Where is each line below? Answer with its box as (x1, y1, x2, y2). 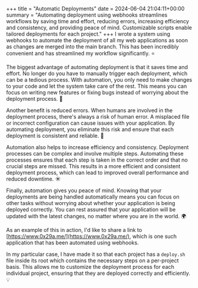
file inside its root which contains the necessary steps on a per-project (6, 257, 179, 264)
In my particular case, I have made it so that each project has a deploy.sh (6, 250, 186, 258)
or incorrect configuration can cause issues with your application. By (6, 119, 175, 126)
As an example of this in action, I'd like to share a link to (6, 227, 143, 233)
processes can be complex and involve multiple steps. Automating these (6, 150, 184, 157)
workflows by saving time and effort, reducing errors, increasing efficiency (6, 18, 189, 24)
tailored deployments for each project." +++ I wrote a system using (6, 30, 171, 38)
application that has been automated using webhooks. (6, 239, 139, 246)
